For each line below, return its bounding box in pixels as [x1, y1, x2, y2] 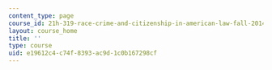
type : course [8, 42, 53, 50]
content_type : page [8, 11, 74, 20]
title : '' [8, 34, 42, 43]
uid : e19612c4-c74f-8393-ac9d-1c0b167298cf [8, 49, 158, 57]
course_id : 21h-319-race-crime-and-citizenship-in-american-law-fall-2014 [8, 19, 266, 27]
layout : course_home [8, 27, 79, 35]
